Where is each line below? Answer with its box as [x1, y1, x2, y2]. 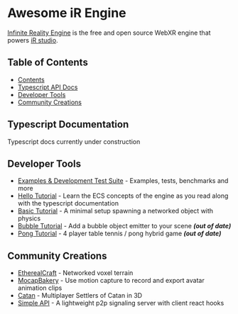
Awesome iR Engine [7, 5, 126, 21]
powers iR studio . [7, 35, 58, 44]
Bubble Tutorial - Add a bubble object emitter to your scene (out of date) [17, 222, 232, 230]
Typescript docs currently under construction [7, 137, 141, 146]
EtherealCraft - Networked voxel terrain [17, 269, 134, 277]
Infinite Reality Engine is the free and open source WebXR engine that [7, 28, 211, 37]
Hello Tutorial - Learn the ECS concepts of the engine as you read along [17, 191, 229, 200]
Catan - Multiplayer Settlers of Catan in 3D [17, 291, 143, 300]
